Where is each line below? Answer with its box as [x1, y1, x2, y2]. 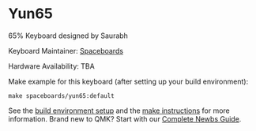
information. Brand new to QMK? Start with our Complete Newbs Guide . [8, 114, 242, 123]
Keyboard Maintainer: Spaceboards [8, 46, 124, 55]
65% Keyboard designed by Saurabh [8, 31, 129, 40]
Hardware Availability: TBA [8, 61, 95, 71]
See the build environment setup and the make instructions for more [8, 106, 231, 115]
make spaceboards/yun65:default [8, 92, 115, 99]
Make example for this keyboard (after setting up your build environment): [8, 77, 249, 86]
